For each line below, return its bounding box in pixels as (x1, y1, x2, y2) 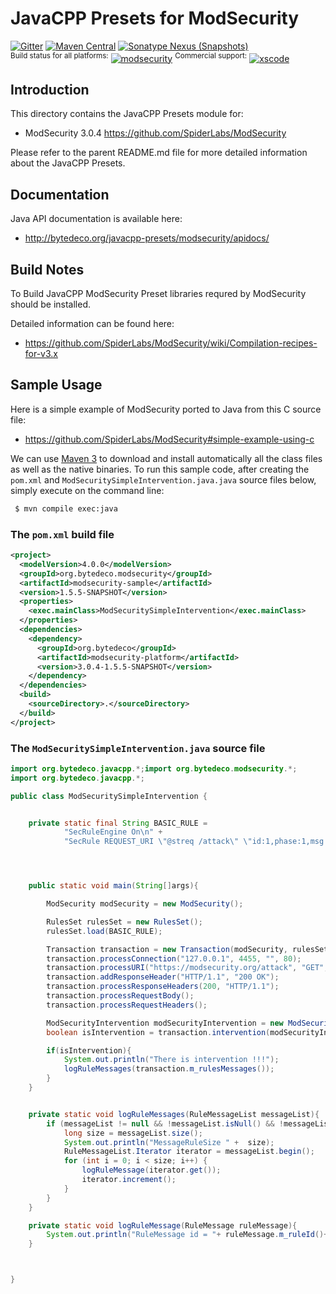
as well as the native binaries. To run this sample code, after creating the (10, 463, 310, 475)
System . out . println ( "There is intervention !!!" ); (63, 1055, 280, 1065)
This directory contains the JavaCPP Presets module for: (10, 108, 244, 120)
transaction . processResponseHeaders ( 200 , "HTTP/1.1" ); (46, 982, 280, 992)
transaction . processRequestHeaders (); (46, 1000, 208, 1010)
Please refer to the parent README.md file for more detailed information (10, 147, 308, 159)
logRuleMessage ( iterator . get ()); (81, 1165, 222, 1176)
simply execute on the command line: (10, 484, 165, 496)
